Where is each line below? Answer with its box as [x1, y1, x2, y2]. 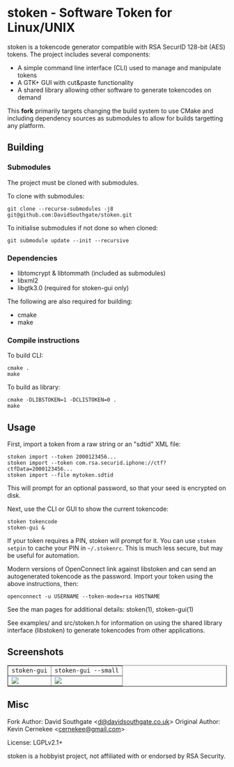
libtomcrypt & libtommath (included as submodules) [17, 269, 166, 277]
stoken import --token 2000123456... [7, 454, 117, 461]
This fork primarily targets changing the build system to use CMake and [7, 106, 214, 115]
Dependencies [7, 253, 58, 262]
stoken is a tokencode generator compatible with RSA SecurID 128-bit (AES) [7, 42, 226, 51]
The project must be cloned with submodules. [7, 178, 139, 187]
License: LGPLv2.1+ [7, 738, 63, 746]
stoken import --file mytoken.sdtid [7, 472, 114, 479]
